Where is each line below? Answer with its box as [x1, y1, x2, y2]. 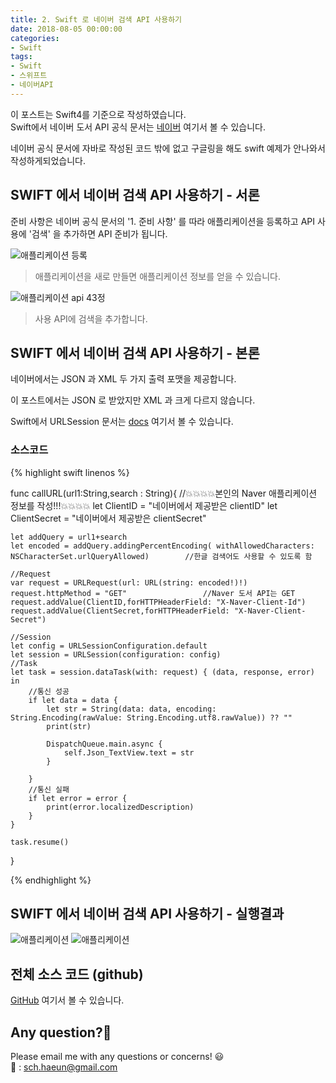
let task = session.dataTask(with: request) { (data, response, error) [10, 667, 315, 677]
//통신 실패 [28, 784, 70, 795]
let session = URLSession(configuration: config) [10, 649, 222, 660]
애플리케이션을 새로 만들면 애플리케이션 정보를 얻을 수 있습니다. [34, 270, 282, 282]
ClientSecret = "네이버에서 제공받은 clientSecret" [10, 512, 207, 524]
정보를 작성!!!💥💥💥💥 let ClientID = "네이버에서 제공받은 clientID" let [10, 499, 278, 511]
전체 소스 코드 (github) [10, 966, 144, 983]
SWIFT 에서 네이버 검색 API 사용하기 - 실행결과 [10, 906, 285, 923]
